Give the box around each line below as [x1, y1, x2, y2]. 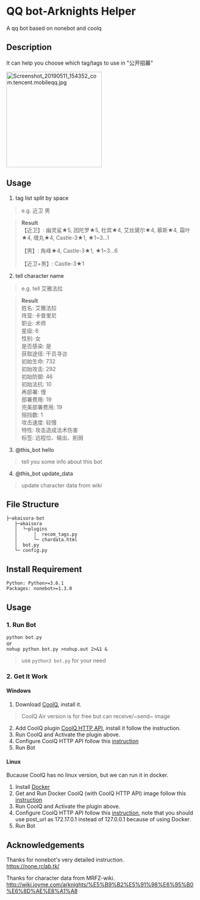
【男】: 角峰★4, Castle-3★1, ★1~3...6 [21, 247, 118, 254]
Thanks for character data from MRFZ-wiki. [6, 874, 115, 882]
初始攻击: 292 [21, 365, 56, 372]
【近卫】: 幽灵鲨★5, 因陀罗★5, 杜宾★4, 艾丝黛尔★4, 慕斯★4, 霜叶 [21, 226, 191, 233]
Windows [6, 687, 31, 694]
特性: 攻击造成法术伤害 [21, 426, 78, 434]
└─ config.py [14, 548, 48, 554]
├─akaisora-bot [6, 515, 45, 521]
